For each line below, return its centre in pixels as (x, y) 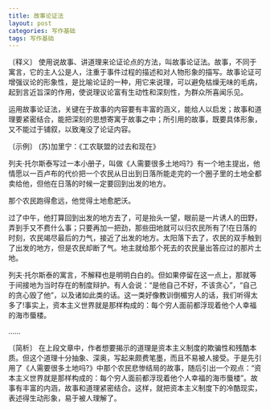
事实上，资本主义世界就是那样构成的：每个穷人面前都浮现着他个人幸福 (141, 305)
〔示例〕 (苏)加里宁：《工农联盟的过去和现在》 (84, 146)
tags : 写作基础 (31, 38)
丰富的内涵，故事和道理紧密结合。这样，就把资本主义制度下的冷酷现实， (142, 388)
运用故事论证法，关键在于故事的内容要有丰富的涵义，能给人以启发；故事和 (131, 109)
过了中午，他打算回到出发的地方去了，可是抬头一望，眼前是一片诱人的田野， (135, 218)
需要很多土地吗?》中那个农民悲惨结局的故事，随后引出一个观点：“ (145, 368)
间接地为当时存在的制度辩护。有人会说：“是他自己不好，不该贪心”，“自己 (136, 285)
